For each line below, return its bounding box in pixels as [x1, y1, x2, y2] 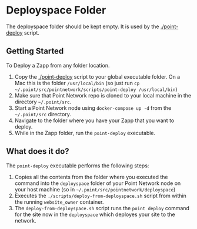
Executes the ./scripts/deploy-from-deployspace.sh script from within [14, 192, 186, 199]
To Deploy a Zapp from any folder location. [6, 62, 110, 69]
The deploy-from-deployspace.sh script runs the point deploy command [14, 204, 190, 211]
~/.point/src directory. [14, 110, 72, 117]
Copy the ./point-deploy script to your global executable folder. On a [14, 73, 181, 80]
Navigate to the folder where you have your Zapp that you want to [14, 117, 175, 124]
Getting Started [6, 46, 64, 56]
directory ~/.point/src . [14, 98, 72, 105]
